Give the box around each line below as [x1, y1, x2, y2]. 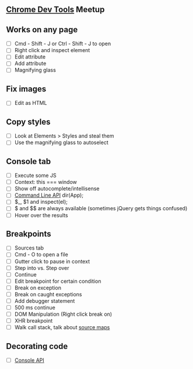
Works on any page [6, 25, 78, 35]
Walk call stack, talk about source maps [14, 324, 110, 331]
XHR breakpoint [14, 317, 53, 324]
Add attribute [14, 60, 47, 67]
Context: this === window [14, 179, 78, 186]
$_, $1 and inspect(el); [14, 199, 68, 206]
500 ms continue [14, 304, 55, 311]
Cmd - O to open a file [14, 251, 68, 258]
